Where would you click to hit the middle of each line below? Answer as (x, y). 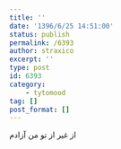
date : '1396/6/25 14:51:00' (62, 26)
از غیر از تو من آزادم (43, 135)
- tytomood (46, 92)
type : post (30, 68)
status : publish (39, 34)
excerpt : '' (31, 59)
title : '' (28, 18)
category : (28, 84)
